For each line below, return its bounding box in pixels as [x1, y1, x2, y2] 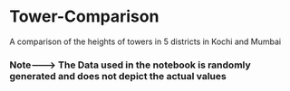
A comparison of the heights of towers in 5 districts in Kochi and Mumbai [9, 36, 282, 47]
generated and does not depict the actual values [9, 69, 227, 82]
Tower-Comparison [9, 6, 159, 27]
